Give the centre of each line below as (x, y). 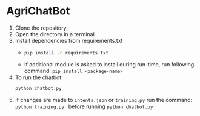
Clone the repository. (41, 28)
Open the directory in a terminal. (55, 34)
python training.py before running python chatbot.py (84, 106)
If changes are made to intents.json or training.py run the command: (104, 100)
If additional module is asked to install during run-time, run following (109, 64)
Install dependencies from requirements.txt (69, 40)
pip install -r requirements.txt (66, 53)
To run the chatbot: (39, 77)
